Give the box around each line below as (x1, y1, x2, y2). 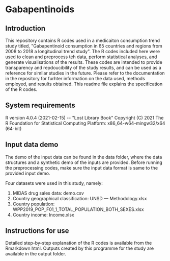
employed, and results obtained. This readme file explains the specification (5, 81, 163, 87)
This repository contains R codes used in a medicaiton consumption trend (5, 37, 160, 43)
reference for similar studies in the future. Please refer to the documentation (5, 70, 165, 76)
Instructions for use (5, 226, 70, 235)
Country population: (12, 201, 55, 207)
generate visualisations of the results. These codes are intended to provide (5, 59, 163, 65)
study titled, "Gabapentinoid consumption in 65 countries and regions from (5, 43, 163, 49)
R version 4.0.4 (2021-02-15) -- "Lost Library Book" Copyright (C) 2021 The (5, 114, 164, 121)
